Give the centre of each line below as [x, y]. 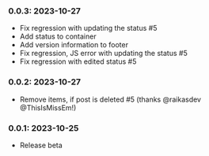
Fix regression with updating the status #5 [88, 28]
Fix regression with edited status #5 [78, 61]
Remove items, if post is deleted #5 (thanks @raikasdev [110, 99]
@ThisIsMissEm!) [48, 107]
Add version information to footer [74, 45]
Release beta [41, 145]
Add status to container [58, 36]
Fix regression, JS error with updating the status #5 [103, 54]
